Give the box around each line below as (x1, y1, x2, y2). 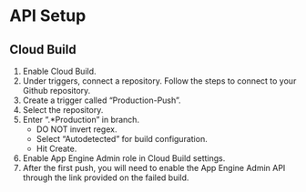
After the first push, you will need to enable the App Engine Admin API (22, 163, 286, 173)
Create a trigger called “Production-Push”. (22, 95, 181, 106)
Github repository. (22, 86, 91, 96)
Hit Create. (36, 143, 77, 154)
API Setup (9, 5, 87, 26)
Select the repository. (22, 105, 104, 115)
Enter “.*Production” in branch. (22, 115, 139, 125)
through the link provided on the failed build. (22, 172, 189, 183)
